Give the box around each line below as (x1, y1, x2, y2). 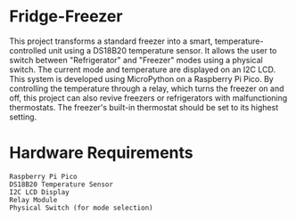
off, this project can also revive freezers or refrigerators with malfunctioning (9, 92, 288, 103)
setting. (9, 111, 37, 122)
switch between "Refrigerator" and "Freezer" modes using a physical (9, 54, 263, 65)
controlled (9, 45, 47, 55)
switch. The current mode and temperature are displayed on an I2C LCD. (9, 64, 276, 75)
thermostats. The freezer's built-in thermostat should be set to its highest (9, 102, 279, 112)
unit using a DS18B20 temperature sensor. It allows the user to (48, 45, 277, 55)
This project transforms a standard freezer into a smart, (9, 36, 213, 46)
